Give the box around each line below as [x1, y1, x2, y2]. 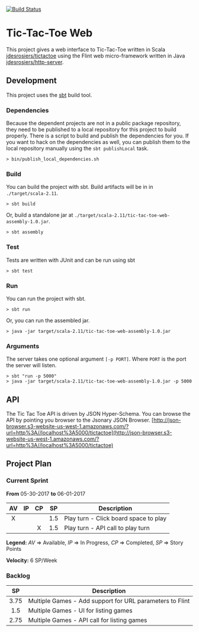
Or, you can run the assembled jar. [6, 317, 90, 324]
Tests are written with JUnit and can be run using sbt [6, 256, 135, 264]
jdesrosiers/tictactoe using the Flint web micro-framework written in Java [6, 52, 185, 59]
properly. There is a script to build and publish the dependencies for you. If [6, 132, 189, 139]
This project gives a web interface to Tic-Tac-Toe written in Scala [6, 46, 166, 53]
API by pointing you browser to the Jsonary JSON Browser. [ [6, 416, 154, 424]
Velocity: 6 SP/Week [6, 557, 57, 564]
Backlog [6, 572, 31, 580]
